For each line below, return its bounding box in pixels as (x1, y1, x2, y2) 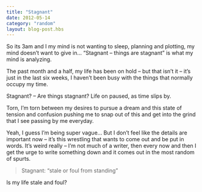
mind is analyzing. (6, 56, 52, 63)
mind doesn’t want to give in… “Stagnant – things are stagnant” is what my (6, 50, 193, 57)
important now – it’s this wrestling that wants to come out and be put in (6, 136, 184, 143)
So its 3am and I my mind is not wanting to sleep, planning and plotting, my (6, 43, 195, 50)
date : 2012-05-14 (6, 15, 51, 21)
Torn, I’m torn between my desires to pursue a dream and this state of (6, 105, 182, 112)
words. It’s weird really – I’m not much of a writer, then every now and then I (6, 142, 197, 150)
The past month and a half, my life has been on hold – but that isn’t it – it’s (6, 68, 191, 75)
